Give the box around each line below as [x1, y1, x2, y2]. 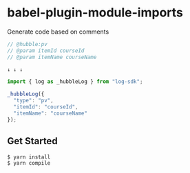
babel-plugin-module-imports [7, 5, 184, 21]
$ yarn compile [7, 160, 51, 167]
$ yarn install [7, 153, 51, 161]
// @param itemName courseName [7, 54, 97, 60]
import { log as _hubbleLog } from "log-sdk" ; [7, 78, 143, 85]
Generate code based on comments [7, 27, 109, 36]
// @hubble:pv [7, 41, 48, 47]
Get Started [7, 135, 58, 147]
